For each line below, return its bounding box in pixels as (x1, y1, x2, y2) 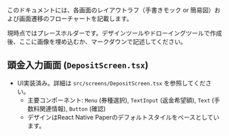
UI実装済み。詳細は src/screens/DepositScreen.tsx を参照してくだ (16, 79, 206, 87)
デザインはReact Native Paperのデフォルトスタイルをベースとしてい (27, 113, 219, 121)
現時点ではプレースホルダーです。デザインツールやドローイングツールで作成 (7, 29, 223, 37)
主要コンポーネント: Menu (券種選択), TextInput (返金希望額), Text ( (27, 96, 215, 104)
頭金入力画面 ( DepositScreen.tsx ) (7, 59, 149, 71)
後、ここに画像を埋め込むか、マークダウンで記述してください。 (7, 38, 187, 46)
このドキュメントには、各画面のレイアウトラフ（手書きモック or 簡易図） (7, 6, 215, 14)
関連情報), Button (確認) (39, 105, 106, 113)
